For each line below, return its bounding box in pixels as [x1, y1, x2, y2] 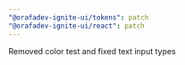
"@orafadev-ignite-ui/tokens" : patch [8, 12, 149, 22]
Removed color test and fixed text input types [8, 45, 176, 56]
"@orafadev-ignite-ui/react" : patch [8, 21, 145, 30]
